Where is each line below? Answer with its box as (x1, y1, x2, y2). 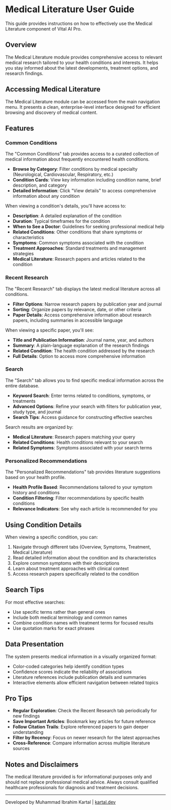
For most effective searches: (5, 599, 65, 605)
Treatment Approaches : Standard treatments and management (12, 245, 147, 251)
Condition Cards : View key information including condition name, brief (12, 177, 161, 183)
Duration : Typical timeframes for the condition (12, 218, 110, 224)
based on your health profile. (5, 474, 66, 481)
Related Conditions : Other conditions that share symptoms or (12, 229, 142, 235)
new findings (12, 713, 40, 719)
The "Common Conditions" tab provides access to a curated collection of (5, 151, 159, 157)
